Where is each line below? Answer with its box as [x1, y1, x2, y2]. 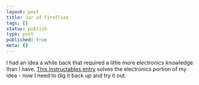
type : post [6, 31, 34, 37]
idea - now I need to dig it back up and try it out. [6, 72, 126, 79]
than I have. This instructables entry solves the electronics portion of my [6, 65, 187, 72]
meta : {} [6, 43, 28, 49]
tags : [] [6, 20, 28, 26]
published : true [6, 37, 47, 43]
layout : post [6, 8, 39, 15]
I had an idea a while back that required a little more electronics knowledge [6, 58, 194, 66]
